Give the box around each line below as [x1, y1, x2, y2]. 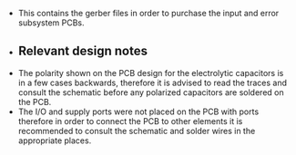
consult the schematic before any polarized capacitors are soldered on [17, 86, 284, 98]
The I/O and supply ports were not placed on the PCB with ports [17, 106, 260, 117]
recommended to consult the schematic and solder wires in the [17, 125, 256, 136]
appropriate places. [17, 135, 92, 146]
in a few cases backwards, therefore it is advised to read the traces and [17, 77, 288, 88]
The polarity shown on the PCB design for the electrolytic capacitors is [17, 67, 284, 78]
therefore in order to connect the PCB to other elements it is [17, 115, 243, 126]
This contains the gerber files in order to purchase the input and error [17, 8, 280, 18]
